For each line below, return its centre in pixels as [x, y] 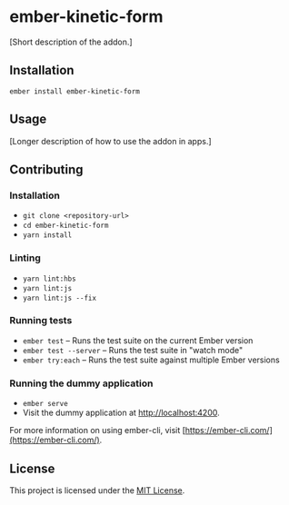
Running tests [41, 321]
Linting [25, 258]
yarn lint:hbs [49, 279]
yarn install [47, 235]
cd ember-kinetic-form [65, 226]
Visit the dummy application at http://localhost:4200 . [121, 413]
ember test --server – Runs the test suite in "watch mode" [133, 350]
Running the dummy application [81, 383]
